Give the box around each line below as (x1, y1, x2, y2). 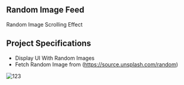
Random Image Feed (6, 5, 85, 15)
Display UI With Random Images (14, 54, 95, 61)
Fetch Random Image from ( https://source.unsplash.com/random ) (14, 60, 179, 68)
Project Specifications (6, 39, 91, 49)
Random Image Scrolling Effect (6, 20, 83, 28)
